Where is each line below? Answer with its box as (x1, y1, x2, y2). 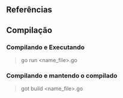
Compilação (6, 25, 53, 35)
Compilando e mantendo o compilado (6, 72, 118, 79)
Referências (6, 5, 53, 15)
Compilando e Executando (6, 43, 85, 51)
